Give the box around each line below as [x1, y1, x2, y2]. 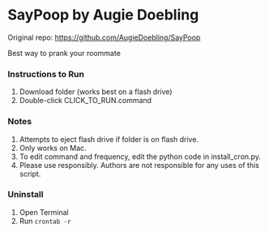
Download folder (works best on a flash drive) [19, 87, 173, 97]
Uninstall [7, 189, 44, 200]
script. [19, 169, 41, 178]
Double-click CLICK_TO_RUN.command [19, 96, 152, 105]
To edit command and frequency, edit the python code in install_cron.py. [19, 152, 261, 161]
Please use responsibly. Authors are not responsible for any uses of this [19, 160, 260, 170]
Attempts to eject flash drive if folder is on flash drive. [19, 134, 199, 144]
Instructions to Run [7, 68, 84, 79]
